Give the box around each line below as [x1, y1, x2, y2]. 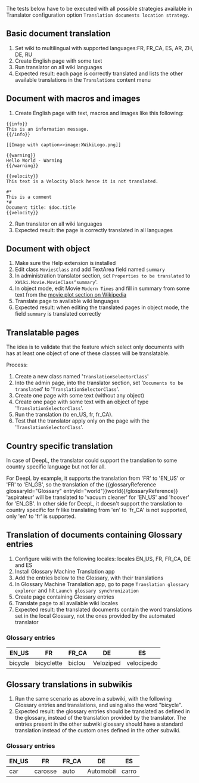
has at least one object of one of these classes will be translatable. [6, 350, 170, 357]
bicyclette [35, 659, 63, 667]
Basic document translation [6, 29, 111, 39]
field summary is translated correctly [14, 310, 101, 317]
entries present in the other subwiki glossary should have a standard [14, 720, 184, 727]
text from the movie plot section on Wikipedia [14, 291, 127, 298]
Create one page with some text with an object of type [14, 398, 149, 405]
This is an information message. [6, 126, 89, 132]
